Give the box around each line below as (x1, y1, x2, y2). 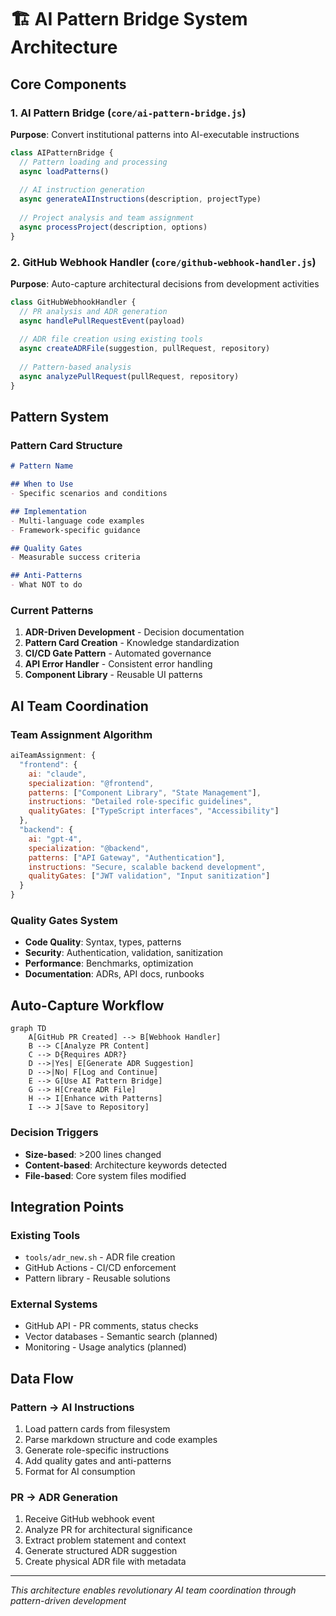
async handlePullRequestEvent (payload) (19, 316, 186, 326)
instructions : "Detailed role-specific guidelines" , (28, 797, 253, 807)
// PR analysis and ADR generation (19, 306, 168, 316)
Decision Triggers (10, 1126, 99, 1140)
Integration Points (10, 1198, 125, 1215)
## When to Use (10, 479, 74, 490)
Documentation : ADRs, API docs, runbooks (24, 968, 205, 980)
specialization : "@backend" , (28, 843, 150, 853)
